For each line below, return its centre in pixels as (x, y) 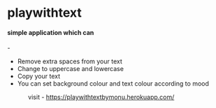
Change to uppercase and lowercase (71, 69)
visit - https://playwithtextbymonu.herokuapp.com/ (101, 97)
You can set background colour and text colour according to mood (113, 84)
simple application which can (51, 32)
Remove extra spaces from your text (70, 61)
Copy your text (39, 76)
